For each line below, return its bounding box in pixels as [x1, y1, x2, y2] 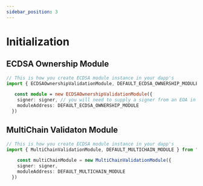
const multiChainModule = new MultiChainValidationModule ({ [17, 158, 172, 164]
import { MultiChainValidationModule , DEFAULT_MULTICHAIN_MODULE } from [6, 146, 193, 153]
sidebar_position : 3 [6, 8, 59, 15]
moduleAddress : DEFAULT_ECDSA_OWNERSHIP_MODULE [17, 103, 139, 109]
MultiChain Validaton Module [6, 125, 118, 135]
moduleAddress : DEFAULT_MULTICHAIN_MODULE [17, 168, 126, 175]
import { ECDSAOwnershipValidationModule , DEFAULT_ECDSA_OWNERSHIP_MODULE [6, 80, 199, 86]
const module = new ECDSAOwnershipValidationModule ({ [14, 91, 153, 97]
